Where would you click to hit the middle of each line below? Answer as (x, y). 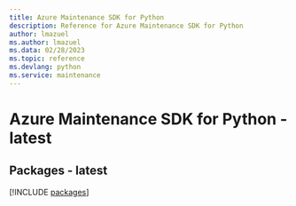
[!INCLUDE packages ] (49, 192)
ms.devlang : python (45, 67)
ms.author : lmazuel (45, 42)
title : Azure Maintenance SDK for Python (87, 17)
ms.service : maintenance (55, 75)
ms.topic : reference (47, 59)
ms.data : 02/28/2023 (47, 51)
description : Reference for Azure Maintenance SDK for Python (126, 26)
